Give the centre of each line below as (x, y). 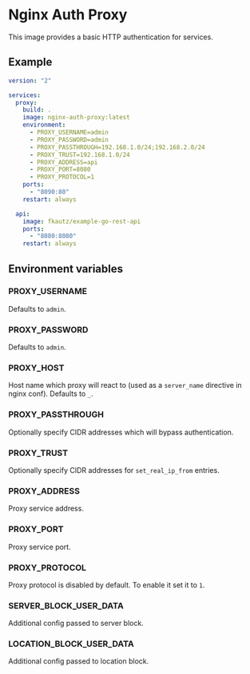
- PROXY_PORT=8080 (60, 170)
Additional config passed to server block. (76, 624)
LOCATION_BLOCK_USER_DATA (71, 644)
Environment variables (66, 269)
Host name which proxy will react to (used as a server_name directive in (125, 385)
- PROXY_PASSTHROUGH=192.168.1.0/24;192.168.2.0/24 (117, 147)
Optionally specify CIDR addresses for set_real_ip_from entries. (114, 470)
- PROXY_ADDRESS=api (63, 162)
